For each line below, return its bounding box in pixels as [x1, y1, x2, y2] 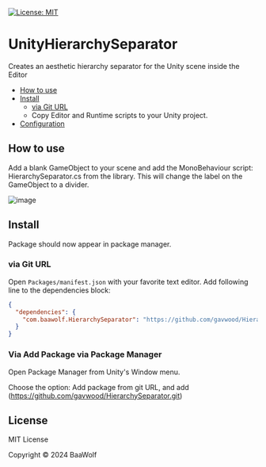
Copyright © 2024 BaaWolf [8, 450, 97, 460]
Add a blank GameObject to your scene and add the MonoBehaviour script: [8, 163, 253, 172]
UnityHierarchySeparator [8, 36, 178, 53]
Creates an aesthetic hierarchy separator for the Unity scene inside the [8, 61, 240, 71]
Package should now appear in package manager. [8, 239, 172, 249]
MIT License [8, 434, 49, 444]
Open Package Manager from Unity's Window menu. [8, 367, 180, 377]
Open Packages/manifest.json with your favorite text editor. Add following [8, 277, 249, 286]
